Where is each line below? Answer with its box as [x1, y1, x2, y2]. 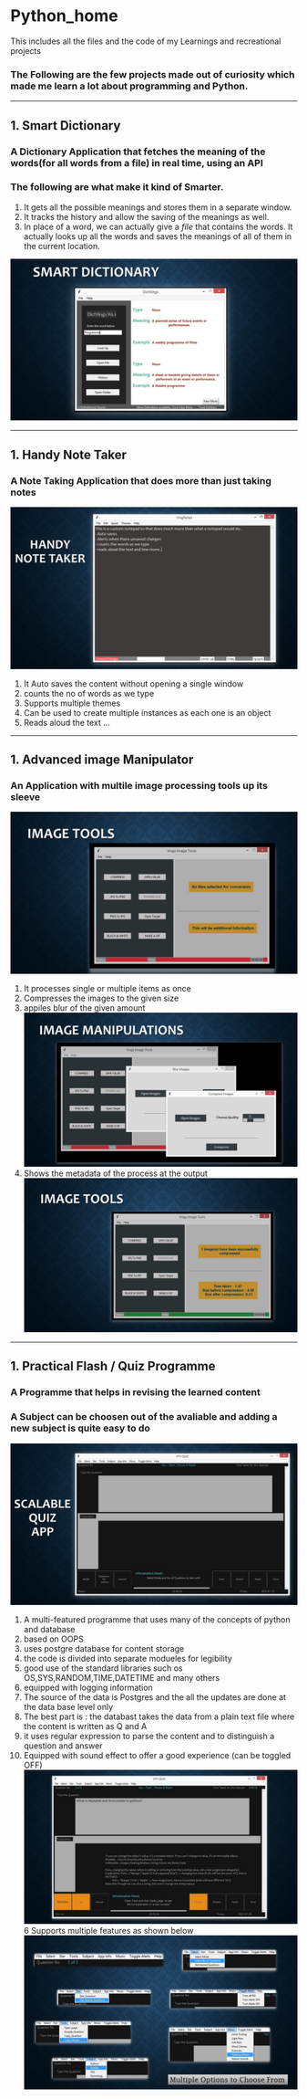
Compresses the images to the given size [23, 992, 179, 1003]
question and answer [23, 1740, 103, 1751]
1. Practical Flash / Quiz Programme [10, 1359, 216, 1374]
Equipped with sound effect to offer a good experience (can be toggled [23, 1750, 292, 1761]
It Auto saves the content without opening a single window [23, 677, 244, 689]
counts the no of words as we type [23, 687, 155, 698]
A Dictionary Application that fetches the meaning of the [10, 145, 266, 158]
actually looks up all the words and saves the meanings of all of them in [23, 230, 292, 242]
